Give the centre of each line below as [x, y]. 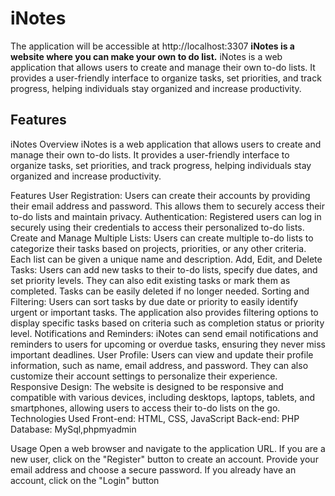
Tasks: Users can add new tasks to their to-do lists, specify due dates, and [164, 269]
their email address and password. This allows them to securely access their [168, 206]
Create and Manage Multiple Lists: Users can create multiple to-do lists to [162, 238]
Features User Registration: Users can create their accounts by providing [160, 195]
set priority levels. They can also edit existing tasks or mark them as [150, 280]
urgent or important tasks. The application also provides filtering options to [164, 312]
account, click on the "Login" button [85, 480]
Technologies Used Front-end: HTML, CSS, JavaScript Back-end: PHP [155, 418]
